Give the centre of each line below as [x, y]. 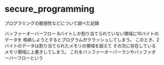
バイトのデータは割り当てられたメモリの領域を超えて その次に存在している [80, 45]
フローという [30, 58]
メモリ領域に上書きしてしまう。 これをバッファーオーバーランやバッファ [78, 52]
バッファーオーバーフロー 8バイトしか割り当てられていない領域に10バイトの [82, 33]
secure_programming [50, 9]
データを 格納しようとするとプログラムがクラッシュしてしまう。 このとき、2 [82, 40]
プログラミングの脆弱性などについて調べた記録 [52, 23]
